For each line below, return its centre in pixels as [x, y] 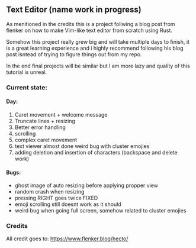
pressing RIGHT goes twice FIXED [56, 198]
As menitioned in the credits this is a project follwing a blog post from [91, 24]
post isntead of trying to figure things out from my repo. [74, 54]
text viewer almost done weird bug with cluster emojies [82, 146]
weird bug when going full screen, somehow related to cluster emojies [100, 211]
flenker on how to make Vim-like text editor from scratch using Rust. [89, 30]
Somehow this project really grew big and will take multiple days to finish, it [98, 41]
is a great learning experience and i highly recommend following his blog [95, 48]
